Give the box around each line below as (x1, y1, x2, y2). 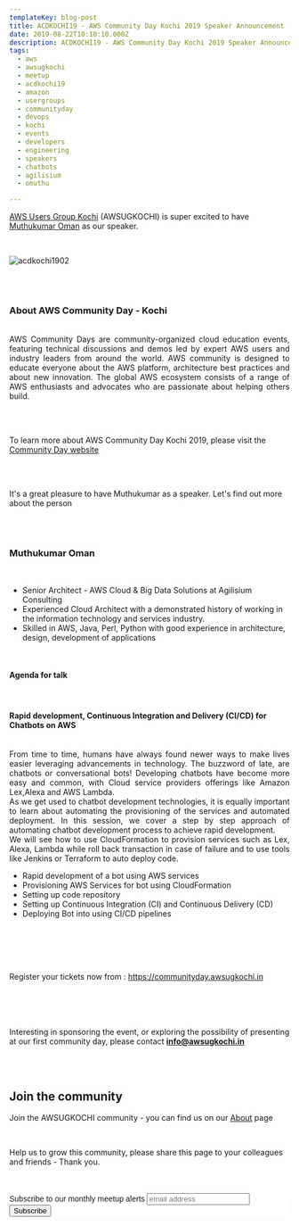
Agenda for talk (9, 670, 69, 681)
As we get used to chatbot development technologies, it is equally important (9, 796, 290, 808)
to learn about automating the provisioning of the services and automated (9, 806, 290, 816)
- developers (17, 137, 66, 146)
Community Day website (9, 444, 100, 455)
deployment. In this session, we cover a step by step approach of (9, 816, 290, 826)
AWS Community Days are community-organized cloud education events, (9, 334, 290, 344)
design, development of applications (21, 632, 157, 642)
